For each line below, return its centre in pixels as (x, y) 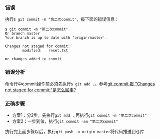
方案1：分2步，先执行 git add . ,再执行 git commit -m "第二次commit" (79, 115)
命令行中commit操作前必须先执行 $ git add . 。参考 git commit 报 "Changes (80, 84)
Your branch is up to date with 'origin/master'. (56, 38)
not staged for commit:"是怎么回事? (40, 90)
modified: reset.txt (45, 51)
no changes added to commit (33, 59)
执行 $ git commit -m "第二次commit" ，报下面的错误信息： (62, 19)
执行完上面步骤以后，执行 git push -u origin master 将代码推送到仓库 (75, 131)
